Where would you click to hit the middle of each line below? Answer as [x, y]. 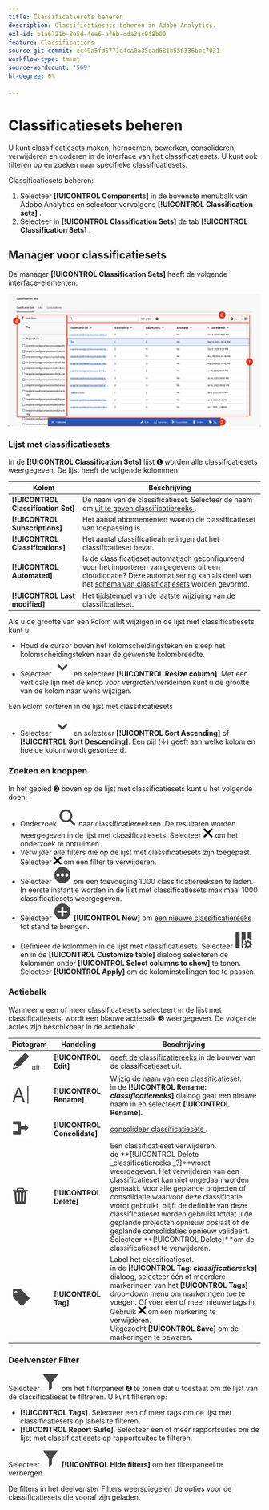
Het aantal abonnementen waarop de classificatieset [169, 519]
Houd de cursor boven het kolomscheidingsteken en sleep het [122, 646]
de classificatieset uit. [146, 1066]
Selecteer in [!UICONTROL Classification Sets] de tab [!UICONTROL [134, 221]
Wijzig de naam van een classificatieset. [176, 1078]
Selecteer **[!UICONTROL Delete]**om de [182, 1240]
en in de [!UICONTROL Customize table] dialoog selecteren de [124, 954]
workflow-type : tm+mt [44, 59]
